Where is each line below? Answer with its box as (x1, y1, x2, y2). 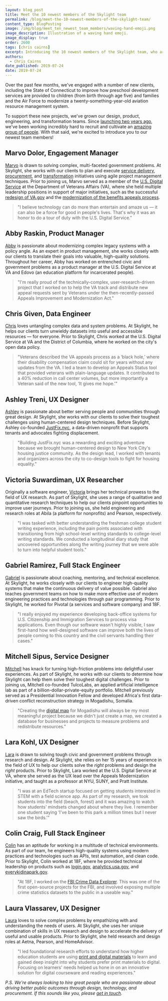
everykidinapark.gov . (5, 869, 49, 875)
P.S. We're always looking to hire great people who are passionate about (5, 979, 156, 985)
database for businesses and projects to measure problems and (17, 718, 149, 724)
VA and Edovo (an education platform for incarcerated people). (5, 269, 135, 275)
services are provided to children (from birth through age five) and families (5, 92, 159, 98)
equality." (17, 461, 37, 467)
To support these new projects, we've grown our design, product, (5, 113, 140, 119)
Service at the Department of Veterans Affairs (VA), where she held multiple (5, 183, 161, 189)
